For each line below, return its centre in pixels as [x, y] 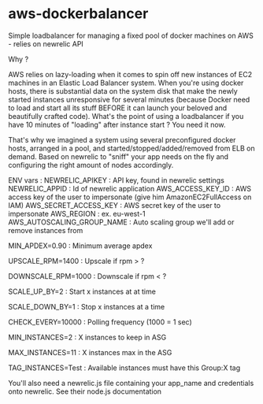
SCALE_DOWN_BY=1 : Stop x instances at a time [87, 306]
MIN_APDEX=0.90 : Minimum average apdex [80, 246]
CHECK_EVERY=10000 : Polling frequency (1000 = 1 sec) [100, 322]
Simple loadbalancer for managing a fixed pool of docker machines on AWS [131, 35]
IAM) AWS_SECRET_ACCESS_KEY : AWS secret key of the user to [115, 205]
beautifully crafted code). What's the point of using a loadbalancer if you [126, 116]
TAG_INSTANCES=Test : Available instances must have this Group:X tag [124, 368]
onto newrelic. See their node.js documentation [85, 391]
